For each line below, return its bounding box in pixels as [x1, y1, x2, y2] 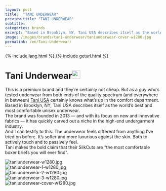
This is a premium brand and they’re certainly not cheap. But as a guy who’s [5, 86, 160, 92]
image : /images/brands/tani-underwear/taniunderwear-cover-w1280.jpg [5, 35, 152, 40]
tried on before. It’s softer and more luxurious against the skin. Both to [5, 134, 148, 140]
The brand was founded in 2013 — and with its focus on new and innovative [5, 113, 160, 118]
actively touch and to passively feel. [5, 139, 78, 145]
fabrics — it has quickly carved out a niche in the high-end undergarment [5, 118, 155, 124]
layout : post [5, 7, 32, 12]
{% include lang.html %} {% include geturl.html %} [5, 53, 109, 59]
